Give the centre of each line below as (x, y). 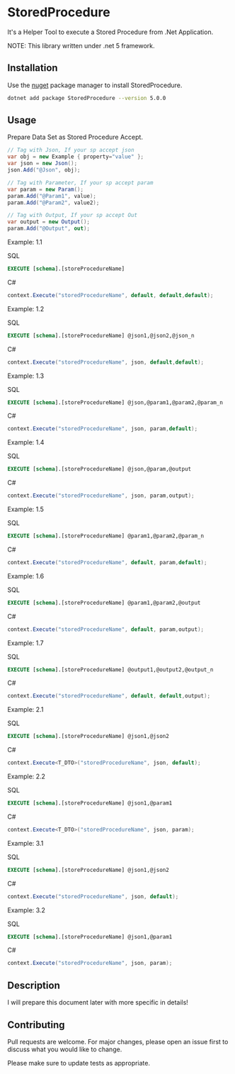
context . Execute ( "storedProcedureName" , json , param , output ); (101, 496)
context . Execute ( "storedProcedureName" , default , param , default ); (107, 562)
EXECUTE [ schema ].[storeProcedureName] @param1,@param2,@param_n (105, 536)
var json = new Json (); (42, 164)
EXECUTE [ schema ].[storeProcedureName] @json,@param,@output (99, 469)
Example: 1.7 (25, 643)
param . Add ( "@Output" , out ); (49, 229)
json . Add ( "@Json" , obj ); (44, 170)
